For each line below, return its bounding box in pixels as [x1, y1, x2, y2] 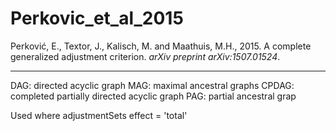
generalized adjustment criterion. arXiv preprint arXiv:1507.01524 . [10, 50, 281, 62]
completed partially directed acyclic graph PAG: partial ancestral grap [10, 90, 297, 102]
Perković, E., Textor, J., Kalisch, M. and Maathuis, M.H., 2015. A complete [10, 40, 312, 52]
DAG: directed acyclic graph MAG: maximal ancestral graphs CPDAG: [10, 79, 295, 91]
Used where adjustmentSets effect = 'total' [10, 109, 188, 121]
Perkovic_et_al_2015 [10, 7, 184, 30]
